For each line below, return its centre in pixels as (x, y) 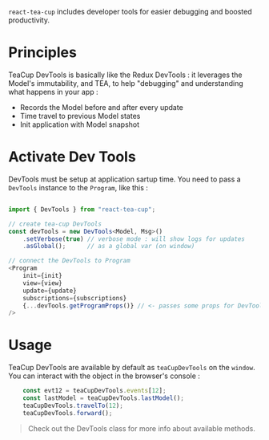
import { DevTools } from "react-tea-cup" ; (82, 209)
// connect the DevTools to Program (69, 261)
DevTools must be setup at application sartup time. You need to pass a (125, 179)
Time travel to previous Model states (80, 116)
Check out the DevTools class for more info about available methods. (142, 428)
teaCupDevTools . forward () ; (68, 413)
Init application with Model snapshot (80, 124)
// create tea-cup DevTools (55, 224)
